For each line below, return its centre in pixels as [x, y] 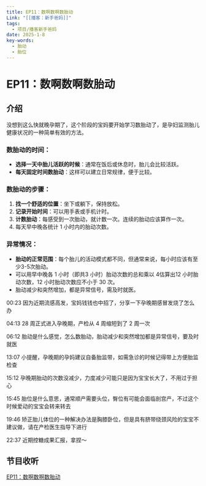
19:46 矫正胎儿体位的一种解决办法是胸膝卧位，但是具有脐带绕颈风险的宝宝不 [103, 419]
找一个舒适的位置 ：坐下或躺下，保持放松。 [69, 204]
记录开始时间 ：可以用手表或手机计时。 [63, 212]
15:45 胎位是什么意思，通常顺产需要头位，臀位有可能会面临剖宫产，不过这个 [103, 398]
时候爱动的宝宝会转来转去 [39, 406]
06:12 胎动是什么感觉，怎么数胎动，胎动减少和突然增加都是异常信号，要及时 [103, 336]
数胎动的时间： [29, 150]
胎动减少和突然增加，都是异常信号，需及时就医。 [77, 290]
